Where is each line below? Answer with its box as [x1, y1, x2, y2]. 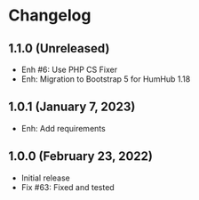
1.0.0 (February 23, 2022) [8, 148, 153, 164]
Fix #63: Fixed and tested [20, 181, 115, 192]
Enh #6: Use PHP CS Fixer [20, 64, 117, 75]
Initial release [20, 172, 70, 183]
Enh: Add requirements [20, 123, 106, 133]
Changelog [8, 5, 92, 26]
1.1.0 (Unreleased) [8, 41, 110, 56]
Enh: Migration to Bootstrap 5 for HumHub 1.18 [20, 74, 191, 84]
